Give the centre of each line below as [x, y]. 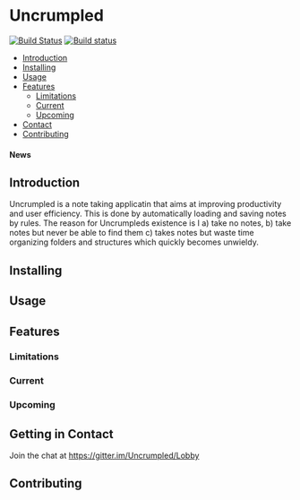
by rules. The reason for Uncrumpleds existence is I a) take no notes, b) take [150, 223]
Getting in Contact [61, 434]
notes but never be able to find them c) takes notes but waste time [132, 233]
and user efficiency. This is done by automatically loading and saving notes [148, 214]
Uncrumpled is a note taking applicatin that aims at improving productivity [146, 204]
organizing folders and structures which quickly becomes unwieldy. [134, 242]
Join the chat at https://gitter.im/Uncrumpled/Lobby [104, 456]
